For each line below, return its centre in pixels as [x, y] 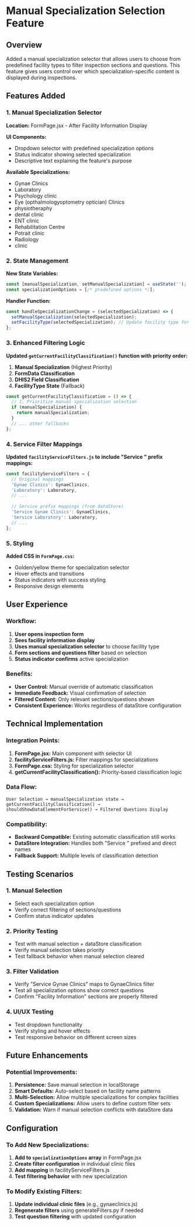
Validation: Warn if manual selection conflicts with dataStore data [94, 1110]
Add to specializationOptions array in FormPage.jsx [78, 1157]
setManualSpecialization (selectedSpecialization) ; [74, 317]
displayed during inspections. [41, 78]
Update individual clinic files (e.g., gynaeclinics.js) [76, 1204]
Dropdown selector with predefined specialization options [84, 148]
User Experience [37, 605]
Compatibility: [27, 824]
